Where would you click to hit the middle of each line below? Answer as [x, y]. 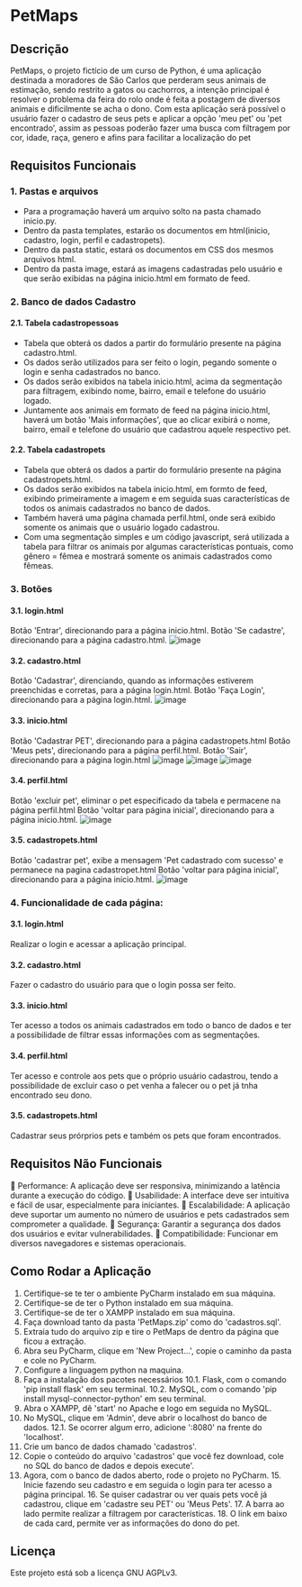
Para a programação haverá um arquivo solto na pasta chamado [142, 211]
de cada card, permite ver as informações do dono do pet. [132, 1523]
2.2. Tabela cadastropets [58, 450]
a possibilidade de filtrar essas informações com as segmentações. [135, 1035]
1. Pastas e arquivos [54, 192]
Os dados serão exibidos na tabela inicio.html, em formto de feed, [145, 489]
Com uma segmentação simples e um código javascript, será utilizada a [156, 537]
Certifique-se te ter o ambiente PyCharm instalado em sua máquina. [149, 1293]
